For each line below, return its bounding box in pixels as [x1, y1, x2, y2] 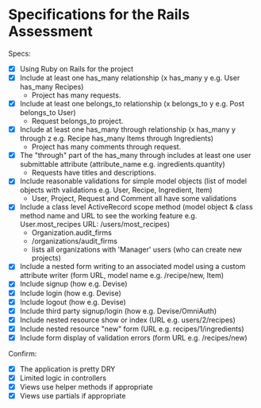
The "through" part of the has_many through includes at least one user [19, 151, 251, 160]
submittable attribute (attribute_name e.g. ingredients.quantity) [19, 160, 226, 169]
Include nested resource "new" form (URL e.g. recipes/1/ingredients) [19, 324, 244, 333]
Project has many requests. [31, 90, 121, 100]
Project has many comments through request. [31, 142, 182, 152]
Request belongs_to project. [31, 117, 124, 126]
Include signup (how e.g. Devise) [19, 279, 129, 289]
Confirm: [8, 348, 37, 358]
